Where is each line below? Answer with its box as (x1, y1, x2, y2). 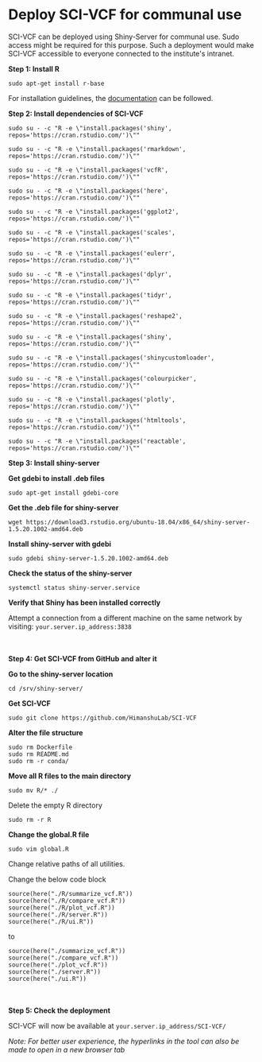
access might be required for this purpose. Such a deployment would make (8, 40, 254, 49)
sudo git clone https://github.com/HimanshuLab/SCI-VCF (8, 714, 197, 722)
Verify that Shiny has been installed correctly (8, 598, 161, 607)
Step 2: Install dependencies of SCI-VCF (8, 109, 144, 118)
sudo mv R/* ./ (8, 786, 59, 794)
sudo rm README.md (8, 750, 69, 758)
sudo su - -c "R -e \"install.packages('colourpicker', (8, 374, 197, 382)
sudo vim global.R (8, 845, 69, 853)
